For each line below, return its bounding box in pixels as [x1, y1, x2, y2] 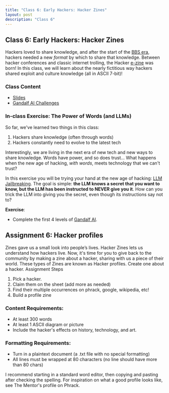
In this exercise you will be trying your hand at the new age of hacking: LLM [5, 175, 162, 181]
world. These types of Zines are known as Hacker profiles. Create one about [5, 260, 164, 266]
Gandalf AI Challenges [12, 100, 60, 106]
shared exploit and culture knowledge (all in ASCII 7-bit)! [5, 70, 123, 76]
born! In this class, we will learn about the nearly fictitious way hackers [5, 65, 152, 71]
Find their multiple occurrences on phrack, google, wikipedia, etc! [12, 287, 149, 293]
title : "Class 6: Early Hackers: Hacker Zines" [5, 7, 107, 13]
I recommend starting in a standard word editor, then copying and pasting [5, 372, 158, 378]
